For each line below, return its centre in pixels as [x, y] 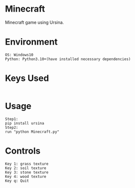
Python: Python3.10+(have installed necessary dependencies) [68, 59]
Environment [31, 42]
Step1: [12, 119]
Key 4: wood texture [26, 176]
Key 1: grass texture [27, 164]
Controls [23, 151]
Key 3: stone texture [27, 172]
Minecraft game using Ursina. [35, 22]
